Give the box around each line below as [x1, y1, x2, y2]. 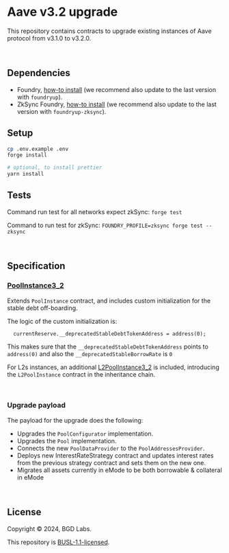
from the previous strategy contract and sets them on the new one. [16, 458, 206, 467]
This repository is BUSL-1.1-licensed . [7, 538, 110, 546]
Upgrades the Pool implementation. [16, 436, 117, 445]
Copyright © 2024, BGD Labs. [7, 524, 92, 532]
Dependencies [7, 67, 70, 79]
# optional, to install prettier [7, 164, 103, 172]
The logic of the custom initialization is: [7, 317, 118, 325]
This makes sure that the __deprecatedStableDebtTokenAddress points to [7, 342, 208, 351]
